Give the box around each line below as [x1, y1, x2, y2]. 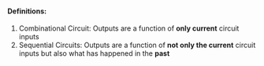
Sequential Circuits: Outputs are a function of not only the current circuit [18, 40, 256, 50]
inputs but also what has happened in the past [18, 49, 170, 58]
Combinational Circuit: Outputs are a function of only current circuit [18, 24, 240, 33]
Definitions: [7, 6, 47, 16]
